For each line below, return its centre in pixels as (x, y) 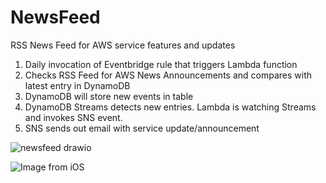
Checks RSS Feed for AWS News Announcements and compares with (168, 75)
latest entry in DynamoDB (77, 85)
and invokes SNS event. (73, 117)
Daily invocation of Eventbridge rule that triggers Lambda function (161, 64)
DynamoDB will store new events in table (109, 96)
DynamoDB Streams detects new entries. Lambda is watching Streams (170, 107)
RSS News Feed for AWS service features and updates (123, 45)
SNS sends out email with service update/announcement (142, 128)
